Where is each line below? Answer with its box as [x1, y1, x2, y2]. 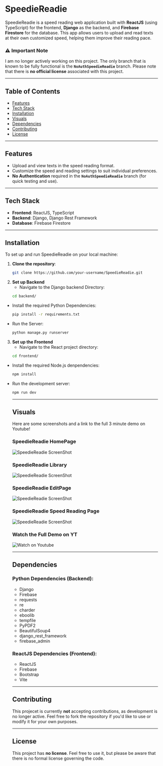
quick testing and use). [12, 178, 58, 184]
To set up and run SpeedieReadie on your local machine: [5, 251, 118, 257]
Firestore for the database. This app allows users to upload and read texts [5, 30, 154, 36]
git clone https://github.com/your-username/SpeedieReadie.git [12, 270, 143, 275]
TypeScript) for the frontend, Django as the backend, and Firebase [5, 24, 139, 30]
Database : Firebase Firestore [12, 220, 71, 226]
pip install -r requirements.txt [12, 312, 80, 317]
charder [19, 607, 35, 613]
